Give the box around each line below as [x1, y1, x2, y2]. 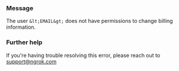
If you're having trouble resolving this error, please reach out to [6, 52, 161, 59]
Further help [6, 38, 43, 46]
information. [6, 23, 36, 31]
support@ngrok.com [6, 58, 57, 65]
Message [6, 4, 34, 12]
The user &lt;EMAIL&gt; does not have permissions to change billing [6, 18, 173, 25]
